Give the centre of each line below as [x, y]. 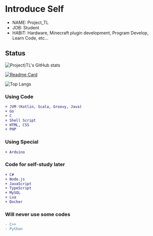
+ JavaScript [18, 184]
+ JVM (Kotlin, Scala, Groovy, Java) [44, 107]
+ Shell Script [21, 120]
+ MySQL [13, 193]
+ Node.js [15, 179]
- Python [14, 229]
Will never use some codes [38, 214]
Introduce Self [35, 9]
